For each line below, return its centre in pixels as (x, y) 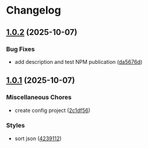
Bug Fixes (21, 49)
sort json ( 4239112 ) (38, 138)
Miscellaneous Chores (39, 97)
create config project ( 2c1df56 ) (52, 110)
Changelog (34, 10)
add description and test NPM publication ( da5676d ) (78, 62)
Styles (16, 126)
